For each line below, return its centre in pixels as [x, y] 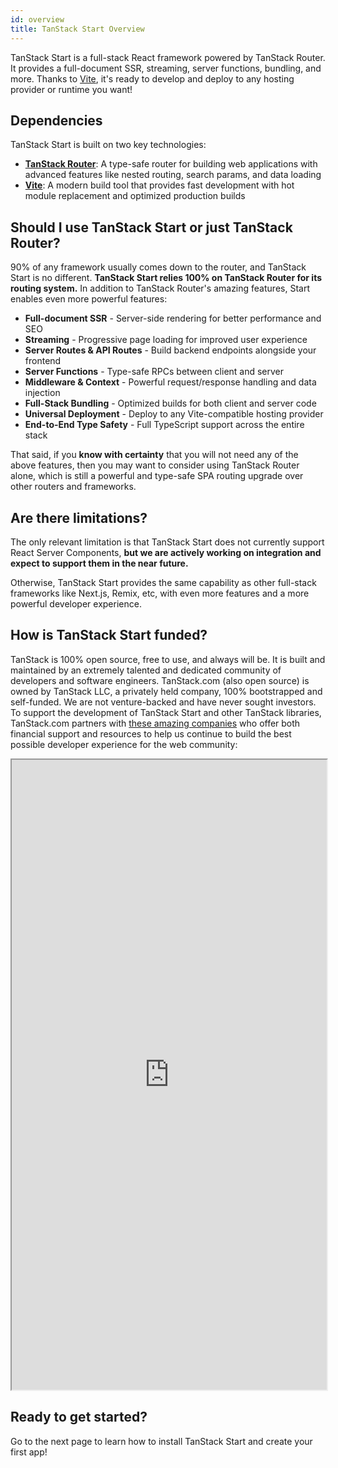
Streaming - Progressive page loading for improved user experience [166, 340]
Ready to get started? [79, 1417]
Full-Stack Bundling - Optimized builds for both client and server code [170, 403]
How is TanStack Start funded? [109, 635]
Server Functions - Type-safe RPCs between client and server [154, 372]
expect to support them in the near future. [99, 563]
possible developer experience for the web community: [124, 744]
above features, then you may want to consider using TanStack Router [155, 465]
